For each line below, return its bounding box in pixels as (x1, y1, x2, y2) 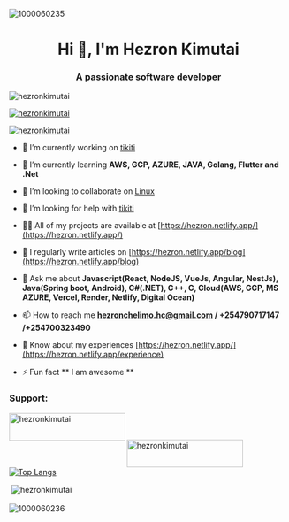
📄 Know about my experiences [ (21, 340, 139, 350)
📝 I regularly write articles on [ (21, 247, 133, 257)
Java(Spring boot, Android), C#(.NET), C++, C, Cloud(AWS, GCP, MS (21, 283, 279, 294)
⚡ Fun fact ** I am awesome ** (21, 367, 134, 378)
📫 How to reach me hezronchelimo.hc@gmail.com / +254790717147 (21, 310, 280, 320)
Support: (9, 392, 49, 404)
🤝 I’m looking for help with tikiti (21, 203, 134, 214)
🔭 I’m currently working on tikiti (21, 142, 135, 153)
